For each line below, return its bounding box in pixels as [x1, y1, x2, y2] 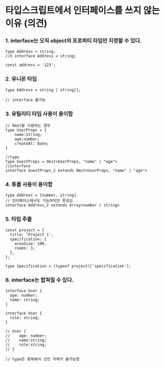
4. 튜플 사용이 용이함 [5, 181, 53, 188]
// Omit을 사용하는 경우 [5, 123, 51, 128]
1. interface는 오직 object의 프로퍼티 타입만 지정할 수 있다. [5, 37, 142, 44]
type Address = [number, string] [5, 193, 77, 198]
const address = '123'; [5, 63, 56, 68]
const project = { [5, 227, 44, 233]
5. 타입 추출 [5, 216, 32, 223]
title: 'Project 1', [10, 232, 54, 237]
